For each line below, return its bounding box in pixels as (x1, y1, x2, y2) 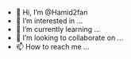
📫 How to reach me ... (15, 42, 90, 51)
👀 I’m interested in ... (15, 16, 83, 26)
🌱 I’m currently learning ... (15, 25, 101, 33)
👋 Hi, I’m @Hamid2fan (15, 8, 88, 17)
